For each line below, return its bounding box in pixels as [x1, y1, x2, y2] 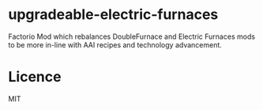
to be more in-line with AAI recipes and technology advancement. [8, 40, 223, 49]
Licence [8, 68, 62, 86]
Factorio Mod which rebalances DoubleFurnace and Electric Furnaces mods [8, 32, 255, 41]
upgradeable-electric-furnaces [8, 6, 219, 24]
